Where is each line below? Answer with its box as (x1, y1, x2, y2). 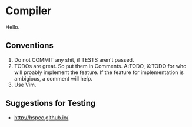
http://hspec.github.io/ (14, 113, 69, 121)
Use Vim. (14, 81, 37, 88)
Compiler (5, 4, 52, 18)
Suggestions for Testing (5, 98, 96, 108)
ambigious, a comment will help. (14, 75, 92, 82)
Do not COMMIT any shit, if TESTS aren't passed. (14, 56, 134, 63)
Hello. (5, 24, 20, 31)
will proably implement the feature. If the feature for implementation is (14, 69, 184, 76)
